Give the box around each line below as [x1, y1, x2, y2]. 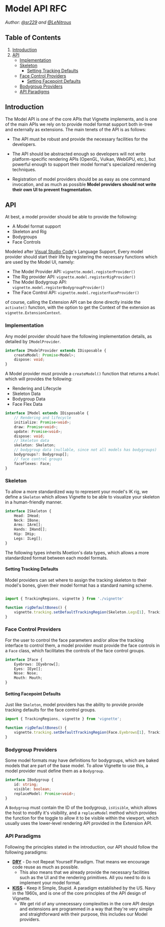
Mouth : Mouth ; [14, 676, 43, 680]
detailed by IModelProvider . [5, 338, 61, 344]
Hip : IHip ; [14, 532, 36, 536]
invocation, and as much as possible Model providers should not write [12, 181, 156, 187]
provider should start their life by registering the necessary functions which [5, 254, 158, 260]
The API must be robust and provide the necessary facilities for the [12, 136, 148, 142]
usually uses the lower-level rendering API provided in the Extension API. [5, 820, 152, 826]
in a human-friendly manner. [5, 499, 63, 505]
